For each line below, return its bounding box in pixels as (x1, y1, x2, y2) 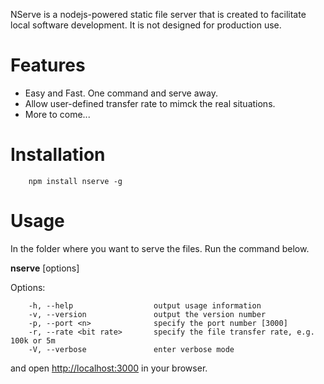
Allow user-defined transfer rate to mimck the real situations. (24, 97, 276, 109)
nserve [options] (10, 262, 80, 274)
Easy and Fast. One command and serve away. (24, 87, 218, 99)
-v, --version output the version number (28, 309, 267, 319)
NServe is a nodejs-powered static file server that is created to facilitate (10, 9, 307, 20)
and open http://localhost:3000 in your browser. (10, 362, 208, 374)
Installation (10, 144, 106, 166)
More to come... (24, 108, 91, 120)
